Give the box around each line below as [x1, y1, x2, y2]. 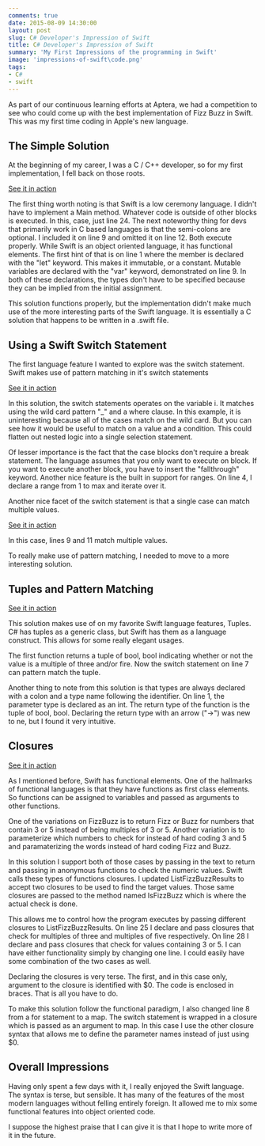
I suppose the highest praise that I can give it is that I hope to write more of [8, 1121, 253, 1132]
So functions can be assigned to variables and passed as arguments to [8, 792, 240, 802]
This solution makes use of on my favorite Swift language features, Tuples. [8, 618, 252, 628]
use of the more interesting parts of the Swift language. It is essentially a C [8, 307, 252, 317]
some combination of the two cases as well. [8, 956, 152, 966]
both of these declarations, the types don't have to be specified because [8, 275, 245, 285]
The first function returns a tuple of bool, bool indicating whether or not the [8, 651, 253, 660]
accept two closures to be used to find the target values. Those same [8, 882, 235, 891]
